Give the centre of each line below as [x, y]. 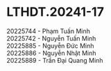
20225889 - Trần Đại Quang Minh [55, 60]
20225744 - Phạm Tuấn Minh [49, 31]
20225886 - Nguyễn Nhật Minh [51, 53]
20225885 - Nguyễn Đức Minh [50, 45]
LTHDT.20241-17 [55, 12]
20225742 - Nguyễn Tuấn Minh [51, 38]
